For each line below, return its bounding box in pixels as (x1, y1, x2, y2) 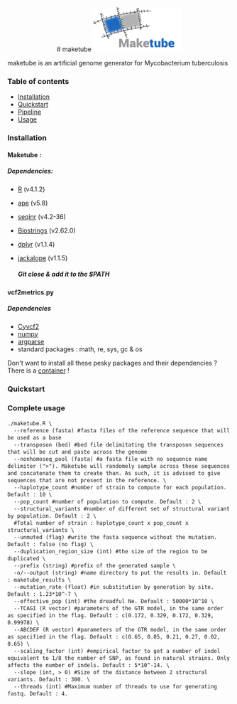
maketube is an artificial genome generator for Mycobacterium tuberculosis (7, 59, 228, 67)
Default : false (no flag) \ (7, 540, 94, 548)
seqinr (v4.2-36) (17, 212, 66, 220)
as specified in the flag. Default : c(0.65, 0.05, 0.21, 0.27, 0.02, (7, 633, 221, 640)
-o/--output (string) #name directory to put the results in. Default (13, 569, 227, 576)
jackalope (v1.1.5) (17, 253, 68, 262)
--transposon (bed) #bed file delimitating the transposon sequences (13, 441, 224, 448)
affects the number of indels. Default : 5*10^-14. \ (7, 661, 170, 668)
